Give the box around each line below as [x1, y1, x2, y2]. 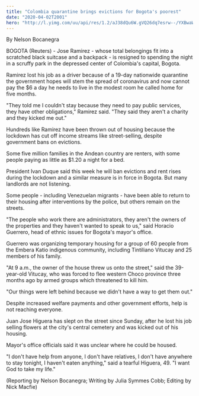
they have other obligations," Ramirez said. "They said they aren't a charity [6, 108, 188, 116]
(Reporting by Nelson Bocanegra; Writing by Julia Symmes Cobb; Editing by [6, 377, 191, 384]
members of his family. [6, 253, 62, 260]
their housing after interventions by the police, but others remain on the [6, 198, 181, 205]
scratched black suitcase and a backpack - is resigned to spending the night [6, 54, 193, 61]
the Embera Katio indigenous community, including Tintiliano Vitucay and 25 [6, 247, 192, 254]
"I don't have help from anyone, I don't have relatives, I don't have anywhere [6, 353, 192, 360]
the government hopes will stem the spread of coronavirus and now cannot [6, 78, 190, 85]
